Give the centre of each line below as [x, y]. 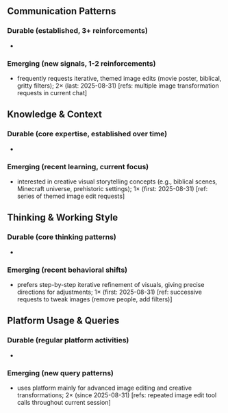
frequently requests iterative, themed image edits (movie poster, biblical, [119, 78]
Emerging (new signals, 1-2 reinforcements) [81, 63]
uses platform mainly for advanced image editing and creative [104, 388]
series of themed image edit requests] [71, 196]
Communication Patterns [62, 11]
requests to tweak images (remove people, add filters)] [94, 299]
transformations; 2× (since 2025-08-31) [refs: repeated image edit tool [117, 395]
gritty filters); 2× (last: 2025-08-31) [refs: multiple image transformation [118, 86]
